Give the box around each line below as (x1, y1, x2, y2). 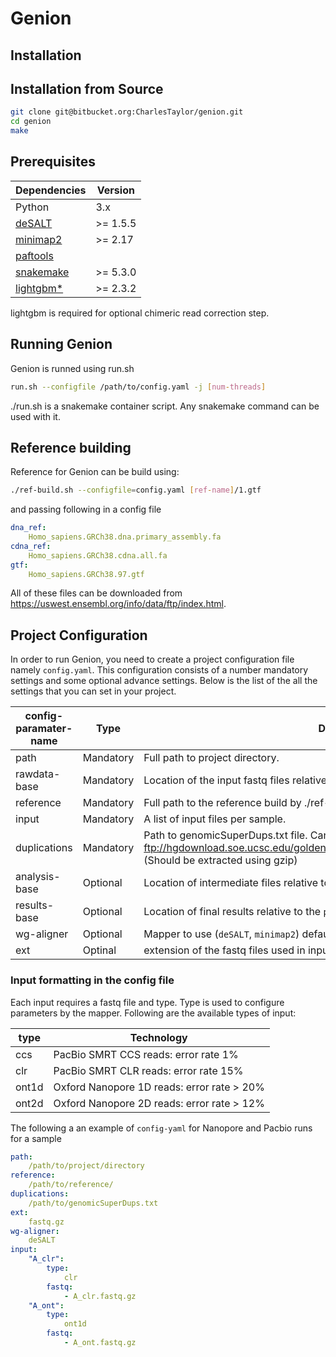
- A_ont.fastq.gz (63, 1338, 137, 1348)
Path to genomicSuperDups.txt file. (143, 828, 308, 842)
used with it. (10, 410, 61, 422)
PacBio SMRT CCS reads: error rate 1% (53, 1047, 239, 1061)
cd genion (10, 117, 52, 127)
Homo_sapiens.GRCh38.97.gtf (28, 569, 145, 579)
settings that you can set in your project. (10, 685, 177, 697)
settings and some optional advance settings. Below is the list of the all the (10, 675, 318, 687)
